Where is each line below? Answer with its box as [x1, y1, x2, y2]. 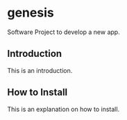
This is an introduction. [7, 66, 73, 74]
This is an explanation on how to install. [7, 105, 120, 113]
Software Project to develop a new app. [7, 28, 120, 36]
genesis [7, 5, 54, 21]
